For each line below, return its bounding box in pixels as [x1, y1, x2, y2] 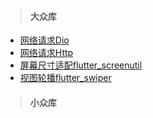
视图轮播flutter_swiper [19, 72, 112, 84]
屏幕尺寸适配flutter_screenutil [19, 59, 143, 71]
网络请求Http [19, 47, 74, 59]
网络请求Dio [19, 34, 70, 46]
